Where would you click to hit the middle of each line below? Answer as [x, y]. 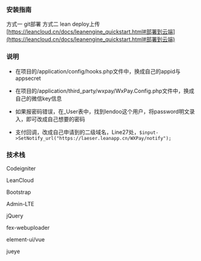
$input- [149, 133]
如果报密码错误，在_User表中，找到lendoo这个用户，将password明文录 [105, 111]
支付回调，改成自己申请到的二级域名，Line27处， [77, 132]
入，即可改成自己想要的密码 [50, 119]
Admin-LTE [20, 204]
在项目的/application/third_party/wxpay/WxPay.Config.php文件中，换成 [104, 90]
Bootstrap [19, 192]
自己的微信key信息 [38, 98]
